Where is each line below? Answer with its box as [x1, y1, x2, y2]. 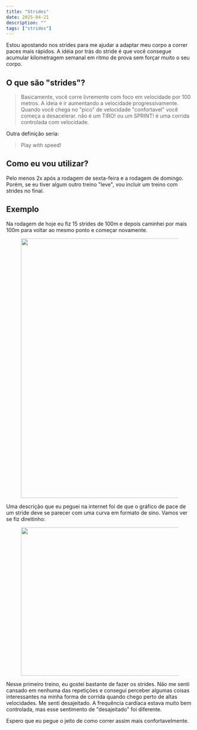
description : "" [6, 20, 46, 26]
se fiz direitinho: [6, 515, 46, 522]
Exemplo [6, 204, 39, 214]
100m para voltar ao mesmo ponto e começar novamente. [6, 226, 148, 233]
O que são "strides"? [6, 78, 85, 88]
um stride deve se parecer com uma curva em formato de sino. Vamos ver [6, 509, 188, 516]
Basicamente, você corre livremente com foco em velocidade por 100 [20, 93, 191, 101]
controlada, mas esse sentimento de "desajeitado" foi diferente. [6, 706, 162, 713]
